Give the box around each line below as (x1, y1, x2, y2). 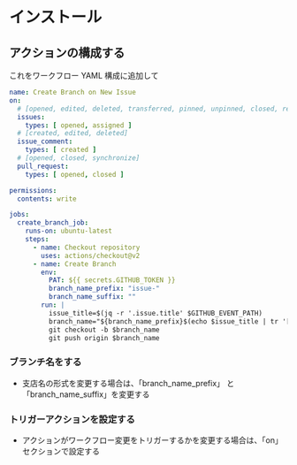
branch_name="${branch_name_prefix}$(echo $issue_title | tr (48, 316, 278, 326)
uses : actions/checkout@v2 (41, 251, 141, 260)
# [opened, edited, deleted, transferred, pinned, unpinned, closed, (17, 104, 278, 113)
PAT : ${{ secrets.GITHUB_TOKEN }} (48, 276, 176, 285)
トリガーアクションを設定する (9, 413, 135, 425)
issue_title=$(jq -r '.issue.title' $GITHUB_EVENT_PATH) (48, 309, 263, 317)
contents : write (17, 194, 77, 203)
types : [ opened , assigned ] (25, 120, 133, 130)
